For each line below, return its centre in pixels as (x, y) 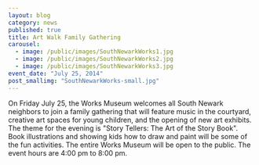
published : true (35, 30)
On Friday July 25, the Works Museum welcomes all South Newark (116, 103)
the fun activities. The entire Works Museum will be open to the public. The (129, 145)
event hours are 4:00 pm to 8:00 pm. (68, 152)
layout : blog (29, 15)
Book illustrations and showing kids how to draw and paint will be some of (128, 136)
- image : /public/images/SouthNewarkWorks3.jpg (95, 66)
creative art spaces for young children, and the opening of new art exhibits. (130, 120)
